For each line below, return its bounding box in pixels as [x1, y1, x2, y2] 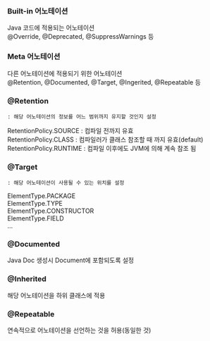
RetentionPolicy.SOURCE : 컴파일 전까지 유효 [7, 126, 134, 135]
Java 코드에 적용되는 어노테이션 [7, 23, 95, 32]
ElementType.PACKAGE [7, 192, 76, 200]
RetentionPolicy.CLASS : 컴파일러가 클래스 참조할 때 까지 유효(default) [7, 135, 204, 144]
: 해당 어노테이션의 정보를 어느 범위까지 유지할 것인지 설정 [7, 113, 156, 120]
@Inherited [7, 274, 47, 284]
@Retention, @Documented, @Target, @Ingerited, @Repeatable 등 [7, 77, 201, 86]
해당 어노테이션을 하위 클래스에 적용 [7, 291, 106, 299]
